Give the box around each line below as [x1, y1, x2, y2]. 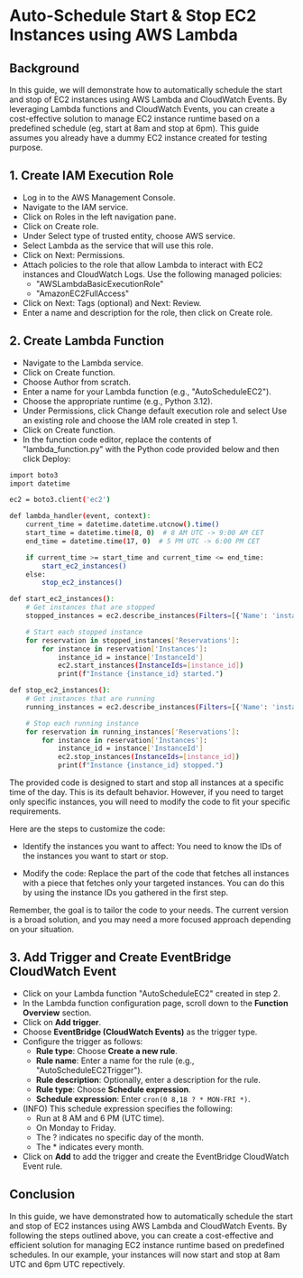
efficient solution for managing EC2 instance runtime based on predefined [9, 1239, 285, 1250]
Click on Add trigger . [22, 1016, 102, 1027]
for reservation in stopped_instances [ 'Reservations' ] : [25, 635, 241, 645]
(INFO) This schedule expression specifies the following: [22, 1103, 233, 1114]
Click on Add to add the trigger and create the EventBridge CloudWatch [22, 1151, 289, 1162]
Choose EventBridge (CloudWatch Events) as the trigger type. [22, 1026, 258, 1037]
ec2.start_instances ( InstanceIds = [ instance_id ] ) [57, 661, 244, 671]
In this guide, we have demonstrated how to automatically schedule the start [9, 1210, 293, 1221]
